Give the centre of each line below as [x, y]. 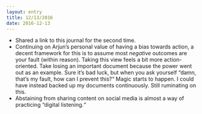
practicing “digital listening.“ [51, 105]
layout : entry [24, 12]
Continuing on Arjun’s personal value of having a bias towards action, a [104, 47]
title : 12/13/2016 [30, 18]
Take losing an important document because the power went [116, 66]
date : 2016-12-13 [28, 23]
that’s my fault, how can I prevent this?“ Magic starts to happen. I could [104, 79]
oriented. [27, 66]
